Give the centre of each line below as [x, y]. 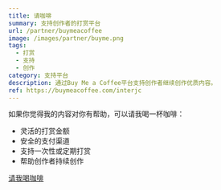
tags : [17, 46]
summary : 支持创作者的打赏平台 [55, 23]
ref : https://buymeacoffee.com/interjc [75, 90]
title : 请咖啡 [30, 16]
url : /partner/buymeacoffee [55, 30]
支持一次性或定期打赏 [55, 151]
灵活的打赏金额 [45, 131]
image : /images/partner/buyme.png [66, 38]
